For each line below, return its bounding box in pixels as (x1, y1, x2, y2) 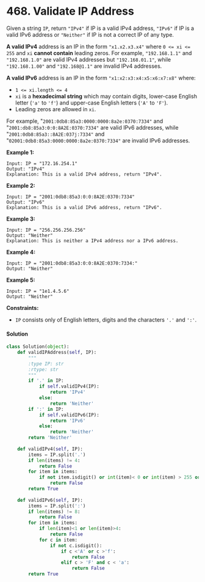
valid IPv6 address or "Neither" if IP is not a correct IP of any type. (6, 31, 174, 38)
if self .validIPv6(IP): (38, 411, 99, 418)
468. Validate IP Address (6, 4, 134, 18)
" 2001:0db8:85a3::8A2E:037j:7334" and (6, 130, 105, 138)
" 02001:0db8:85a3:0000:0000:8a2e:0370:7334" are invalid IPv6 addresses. (6, 136, 190, 144)
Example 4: (6, 248, 35, 256)
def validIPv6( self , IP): (17, 497, 84, 503)
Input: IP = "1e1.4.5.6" (6, 288, 70, 294)
